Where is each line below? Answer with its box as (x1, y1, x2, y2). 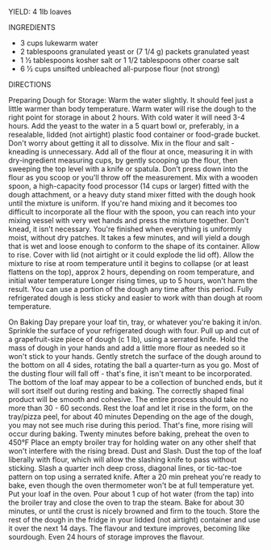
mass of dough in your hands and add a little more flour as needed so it (8, 343, 246, 353)
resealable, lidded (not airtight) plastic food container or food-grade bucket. (8, 129, 261, 139)
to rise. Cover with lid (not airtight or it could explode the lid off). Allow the (8, 250, 254, 260)
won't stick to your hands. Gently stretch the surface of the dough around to (8, 352, 262, 361)
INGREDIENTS (8, 23, 56, 32)
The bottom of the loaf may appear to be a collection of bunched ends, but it (8, 378, 263, 387)
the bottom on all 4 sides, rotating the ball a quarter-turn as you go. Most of (8, 360, 260, 370)
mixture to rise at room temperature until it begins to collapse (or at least (8, 259, 249, 268)
